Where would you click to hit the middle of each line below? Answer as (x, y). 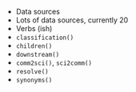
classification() (45, 38)
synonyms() (34, 80)
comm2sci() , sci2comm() (54, 62)
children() (34, 46)
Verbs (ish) (34, 28)
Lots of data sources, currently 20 (72, 20)
